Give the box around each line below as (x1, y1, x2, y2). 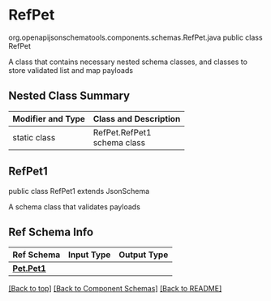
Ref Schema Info (8, 225, 94, 239)
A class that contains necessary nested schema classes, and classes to (8, 57, 247, 67)
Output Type (118, 249, 169, 260)
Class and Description (92, 113, 181, 124)
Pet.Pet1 (12, 263, 46, 274)
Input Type (67, 249, 111, 260)
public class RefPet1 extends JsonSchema (8, 186, 150, 196)
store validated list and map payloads (8, 65, 134, 75)
